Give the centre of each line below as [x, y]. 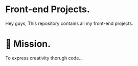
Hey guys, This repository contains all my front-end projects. [69, 23]
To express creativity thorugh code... [44, 58]
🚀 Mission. [28, 44]
